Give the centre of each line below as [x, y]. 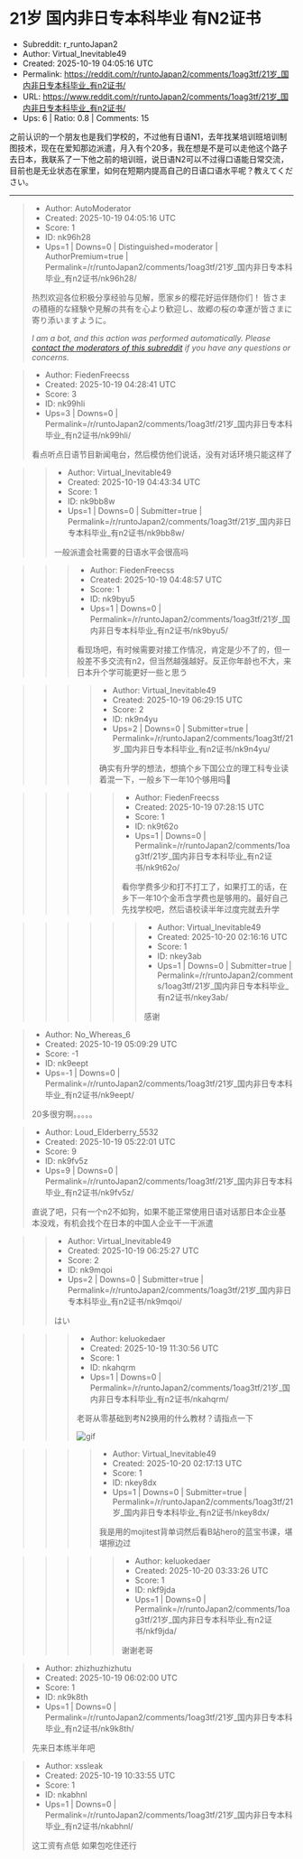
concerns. [50, 357]
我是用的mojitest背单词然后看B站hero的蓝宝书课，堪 [196, 1531]
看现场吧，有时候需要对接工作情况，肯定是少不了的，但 [179, 649]
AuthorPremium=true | [87, 256]
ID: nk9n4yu [135, 719]
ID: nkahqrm [113, 1367]
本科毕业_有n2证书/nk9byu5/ [174, 630]
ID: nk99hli [65, 404]
